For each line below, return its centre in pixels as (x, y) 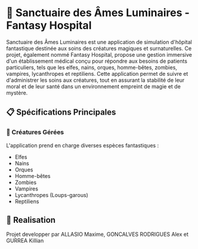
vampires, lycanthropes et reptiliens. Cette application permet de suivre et (97, 73)
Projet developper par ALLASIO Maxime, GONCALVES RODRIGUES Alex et (98, 234)
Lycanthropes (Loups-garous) (51, 195)
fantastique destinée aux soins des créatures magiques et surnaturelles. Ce (99, 48)
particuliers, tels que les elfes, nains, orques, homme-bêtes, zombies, (92, 67)
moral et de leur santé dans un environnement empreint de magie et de (93, 86)
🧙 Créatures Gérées (35, 133)
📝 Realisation (31, 220)
